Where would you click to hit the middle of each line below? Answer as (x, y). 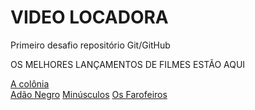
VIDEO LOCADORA (89, 17)
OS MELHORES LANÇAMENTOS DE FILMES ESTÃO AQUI (128, 64)
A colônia (30, 83)
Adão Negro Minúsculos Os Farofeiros (89, 94)
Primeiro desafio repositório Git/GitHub (90, 45)
